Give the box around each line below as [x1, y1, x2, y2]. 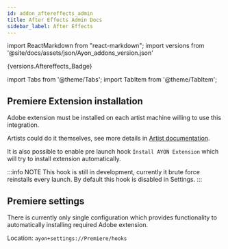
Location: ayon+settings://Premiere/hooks [7, 234, 127, 242]
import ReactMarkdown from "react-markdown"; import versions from [7, 42, 205, 50]
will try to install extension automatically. [7, 155, 121, 163]
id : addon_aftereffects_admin [7, 10, 94, 17]
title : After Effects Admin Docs [7, 16, 103, 23]
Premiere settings [7, 195, 85, 206]
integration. [7, 121, 40, 129]
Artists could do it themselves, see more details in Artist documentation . [7, 134, 210, 143]
